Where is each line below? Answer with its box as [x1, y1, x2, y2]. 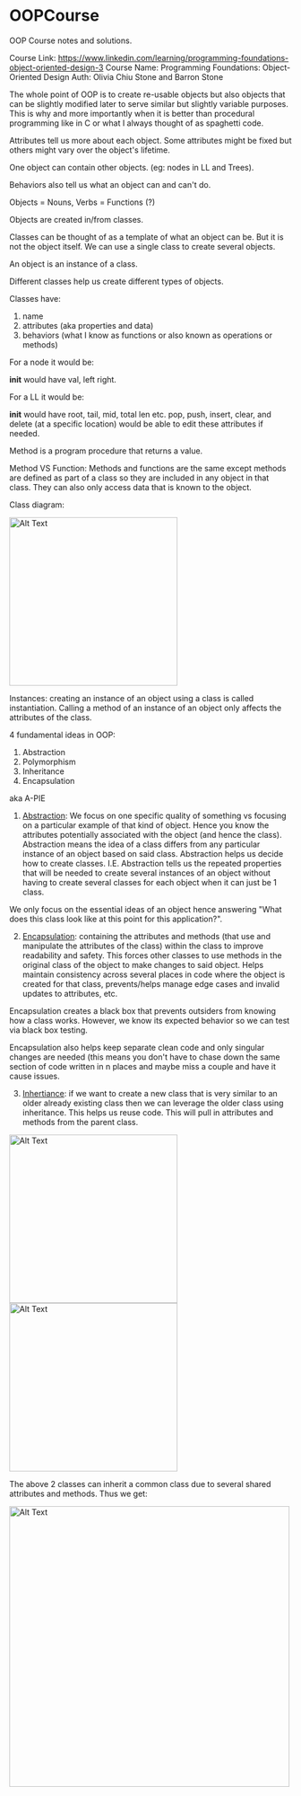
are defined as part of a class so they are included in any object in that [9, 472, 270, 483]
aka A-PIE [9, 792, 47, 804]
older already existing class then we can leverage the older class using [21, 1097, 284, 1108]
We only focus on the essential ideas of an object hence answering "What [9, 903, 282, 914]
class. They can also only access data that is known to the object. [9, 481, 253, 492]
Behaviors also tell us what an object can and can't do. [9, 179, 211, 189]
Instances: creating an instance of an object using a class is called [9, 692, 254, 703]
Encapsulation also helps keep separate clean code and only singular [9, 1042, 265, 1052]
